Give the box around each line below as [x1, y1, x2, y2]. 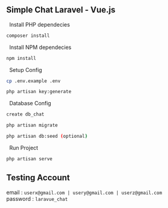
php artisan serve [6, 155, 53, 162]
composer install [6, 33, 50, 39]
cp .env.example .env [6, 78, 61, 84]
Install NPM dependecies [8, 44, 72, 51]
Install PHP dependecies [8, 21, 71, 28]
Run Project [8, 144, 38, 151]
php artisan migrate [6, 122, 59, 129]
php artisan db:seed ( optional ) [6, 133, 88, 140]
